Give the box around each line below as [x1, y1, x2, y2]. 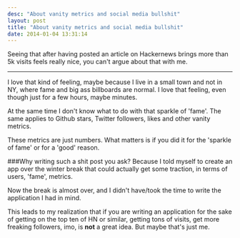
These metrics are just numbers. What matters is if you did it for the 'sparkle [7, 136, 232, 145]
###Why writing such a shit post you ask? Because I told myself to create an [7, 157, 233, 166]
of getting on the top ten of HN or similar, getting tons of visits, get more [7, 215, 220, 224]
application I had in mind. [7, 194, 81, 202]
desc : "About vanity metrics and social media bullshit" [7, 10, 181, 18]
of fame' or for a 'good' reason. [7, 143, 100, 152]
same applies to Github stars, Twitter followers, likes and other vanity [7, 115, 211, 123]
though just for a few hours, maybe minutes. [7, 93, 138, 102]
